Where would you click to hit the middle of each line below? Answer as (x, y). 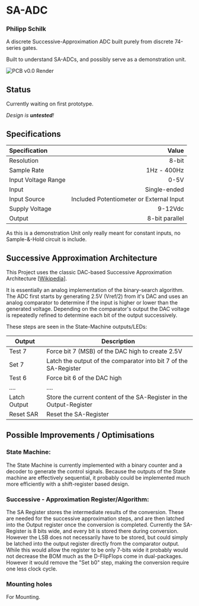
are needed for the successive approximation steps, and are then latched (95, 518)
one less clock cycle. (32, 569)
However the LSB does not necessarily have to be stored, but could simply (97, 537)
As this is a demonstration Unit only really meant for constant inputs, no (93, 233)
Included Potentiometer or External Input (128, 199)
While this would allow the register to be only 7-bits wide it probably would (97, 550)
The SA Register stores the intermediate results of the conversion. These (95, 512)
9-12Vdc (171, 209)
